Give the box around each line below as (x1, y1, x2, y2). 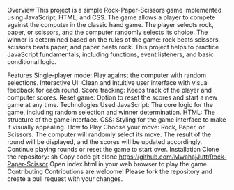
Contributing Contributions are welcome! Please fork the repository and (7, 167, 212, 175)
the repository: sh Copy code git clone (7, 152, 118, 161)
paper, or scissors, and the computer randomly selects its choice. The (7, 28, 208, 36)
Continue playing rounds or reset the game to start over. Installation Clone (7, 145, 219, 153)
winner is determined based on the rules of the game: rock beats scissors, (7, 35, 221, 44)
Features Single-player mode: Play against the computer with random (7, 71, 207, 79)
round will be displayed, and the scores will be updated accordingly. (7, 138, 203, 145)
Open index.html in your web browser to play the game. (49, 160, 209, 168)
